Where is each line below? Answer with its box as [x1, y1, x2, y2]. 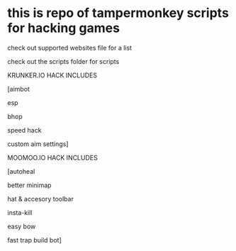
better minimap [7, 181, 52, 189]
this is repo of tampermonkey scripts [7, 5, 229, 21]
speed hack [7, 125, 42, 134]
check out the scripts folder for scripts [7, 57, 120, 65]
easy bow [7, 222, 36, 230]
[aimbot [7, 84, 30, 93]
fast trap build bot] [7, 235, 62, 244]
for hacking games [7, 20, 120, 36]
